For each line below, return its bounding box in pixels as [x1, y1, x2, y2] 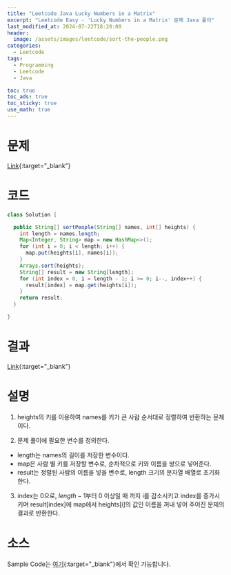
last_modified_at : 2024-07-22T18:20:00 [7, 23, 122, 30]
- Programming [13, 62, 54, 69]
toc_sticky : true [7, 100, 57, 107]
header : [7, 29, 30, 37]
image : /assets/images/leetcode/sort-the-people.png [13, 36, 168, 43]
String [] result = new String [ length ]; [19, 268, 134, 275]
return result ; [19, 295, 63, 302]
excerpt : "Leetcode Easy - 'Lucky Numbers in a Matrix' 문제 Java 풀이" [7, 17, 215, 24]
